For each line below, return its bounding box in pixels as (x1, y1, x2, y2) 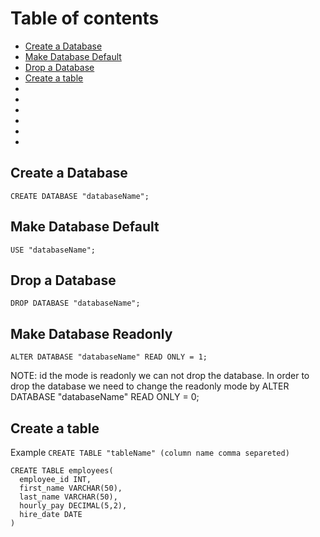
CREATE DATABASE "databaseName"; (10, 191, 150, 201)
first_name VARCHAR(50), (19, 483, 123, 493)
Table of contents (10, 7, 160, 30)
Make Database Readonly (10, 325, 173, 342)
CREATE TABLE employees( (10, 466, 114, 476)
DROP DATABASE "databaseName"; (10, 298, 141, 309)
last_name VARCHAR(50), (19, 492, 118, 502)
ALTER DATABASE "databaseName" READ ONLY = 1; (10, 352, 208, 362)
